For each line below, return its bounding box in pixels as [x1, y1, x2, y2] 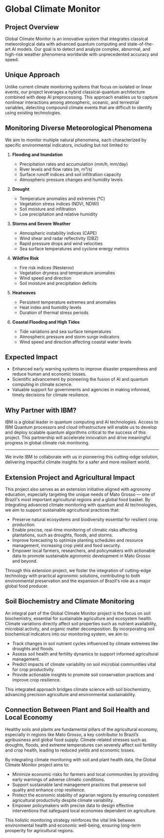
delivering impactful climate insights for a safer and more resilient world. [5, 459, 150, 465]
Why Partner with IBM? [5, 406, 77, 414]
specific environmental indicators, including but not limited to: [5, 142, 129, 148]
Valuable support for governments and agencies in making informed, [12, 387, 150, 393]
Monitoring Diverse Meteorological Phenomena [5, 124, 152, 132]
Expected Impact [5, 353, 58, 361]
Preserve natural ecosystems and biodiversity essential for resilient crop [12, 517, 158, 523]
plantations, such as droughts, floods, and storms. [12, 532, 113, 538]
